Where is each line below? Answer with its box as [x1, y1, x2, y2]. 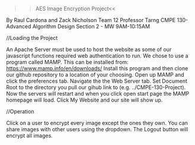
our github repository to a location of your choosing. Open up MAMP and [6, 71, 185, 78]
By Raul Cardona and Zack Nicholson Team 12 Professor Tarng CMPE [6, 17, 176, 23]
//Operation [6, 108, 34, 115]
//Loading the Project [6, 34, 58, 41]
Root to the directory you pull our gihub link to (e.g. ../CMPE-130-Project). [6, 84, 186, 91]
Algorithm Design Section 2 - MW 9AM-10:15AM [32, 23, 150, 30]
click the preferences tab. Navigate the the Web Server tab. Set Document [6, 77, 188, 84]
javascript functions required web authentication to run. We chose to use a [6, 52, 188, 59]
